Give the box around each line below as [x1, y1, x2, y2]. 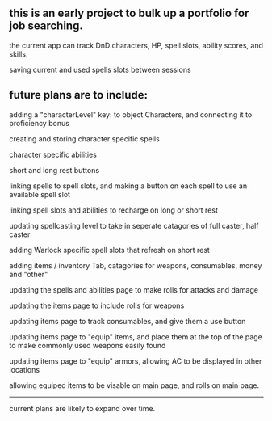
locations [9, 364, 40, 374]
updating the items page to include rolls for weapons [9, 301, 185, 310]
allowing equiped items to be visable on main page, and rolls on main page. [9, 380, 260, 390]
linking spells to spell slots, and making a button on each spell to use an [9, 181, 248, 191]
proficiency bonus [9, 118, 69, 128]
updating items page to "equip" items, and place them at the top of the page [9, 331, 263, 342]
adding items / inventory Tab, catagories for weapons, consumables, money [9, 260, 262, 270]
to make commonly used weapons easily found [9, 340, 166, 350]
